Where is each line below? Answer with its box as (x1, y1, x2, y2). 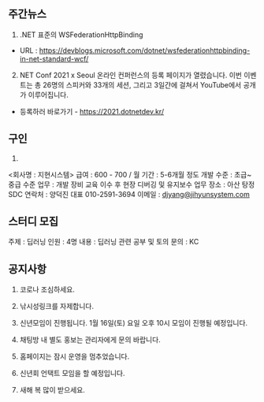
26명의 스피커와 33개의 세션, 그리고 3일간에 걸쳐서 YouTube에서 (43, 80, 242, 89)
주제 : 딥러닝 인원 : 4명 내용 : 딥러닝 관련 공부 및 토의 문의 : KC (8, 237, 199, 247)
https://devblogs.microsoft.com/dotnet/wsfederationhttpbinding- (39, 46, 251, 55)
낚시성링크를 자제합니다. (19, 302, 95, 311)
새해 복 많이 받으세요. (19, 385, 85, 395)
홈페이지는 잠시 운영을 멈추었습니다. (19, 352, 130, 361)
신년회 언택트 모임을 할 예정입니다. (19, 369, 125, 378)
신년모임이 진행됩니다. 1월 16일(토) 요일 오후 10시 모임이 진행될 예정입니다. (19, 318, 248, 328)
